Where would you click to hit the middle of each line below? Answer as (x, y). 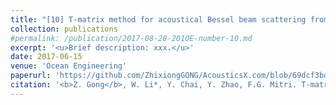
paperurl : (31, 76)
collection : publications (64, 29)
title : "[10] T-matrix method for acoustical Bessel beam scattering (158, 19)
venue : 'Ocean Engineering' (69, 66)
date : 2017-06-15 (46, 57)
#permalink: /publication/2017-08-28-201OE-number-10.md (131, 38)
